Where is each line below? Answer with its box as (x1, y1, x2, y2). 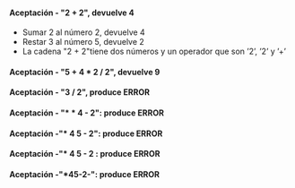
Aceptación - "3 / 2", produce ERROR (9, 87, 151, 98)
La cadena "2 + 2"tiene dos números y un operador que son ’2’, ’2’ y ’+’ (22, 46, 287, 57)
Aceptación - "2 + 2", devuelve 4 (9, 7, 134, 18)
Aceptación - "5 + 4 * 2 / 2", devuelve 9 (9, 66, 161, 77)
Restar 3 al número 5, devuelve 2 (22, 37, 145, 47)
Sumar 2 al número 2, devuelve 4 (22, 27, 145, 38)
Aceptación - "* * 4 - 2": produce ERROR (9, 107, 164, 118)
